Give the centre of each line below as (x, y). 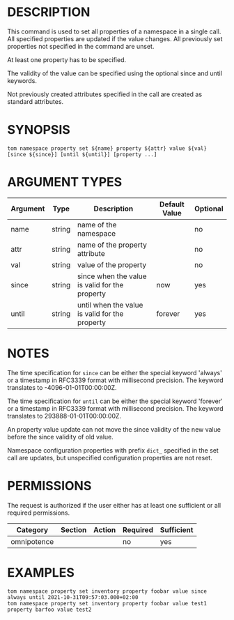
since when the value (112, 276)
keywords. (22, 80)
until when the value (110, 305)
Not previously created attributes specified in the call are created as (105, 94)
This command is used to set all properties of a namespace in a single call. (114, 31)
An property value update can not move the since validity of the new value (114, 429)
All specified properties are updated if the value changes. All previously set (115, 38)
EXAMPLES (41, 572)
